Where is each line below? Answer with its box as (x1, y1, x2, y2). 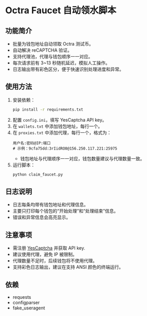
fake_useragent (12, 305, 46, 311)
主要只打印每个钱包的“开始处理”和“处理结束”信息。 (12, 208, 119, 214)
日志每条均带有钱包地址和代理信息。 (12, 201, 89, 208)
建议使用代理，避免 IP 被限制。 (12, 252, 78, 258)
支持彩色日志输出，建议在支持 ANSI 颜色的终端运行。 (12, 264, 124, 270)
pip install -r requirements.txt (12, 107, 84, 112)
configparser (12, 300, 40, 305)
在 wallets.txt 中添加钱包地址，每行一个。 (12, 123, 103, 129)
